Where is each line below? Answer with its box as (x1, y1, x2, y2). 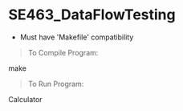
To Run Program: (27, 79, 84, 88)
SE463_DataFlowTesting (8, 6, 176, 24)
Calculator (8, 94, 43, 104)
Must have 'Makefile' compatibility (19, 32, 134, 42)
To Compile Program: (27, 47, 99, 57)
